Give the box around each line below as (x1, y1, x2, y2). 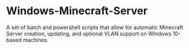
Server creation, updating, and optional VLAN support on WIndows (6, 30, 172, 37)
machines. (23, 36, 49, 43)
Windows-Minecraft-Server (6, 4, 148, 18)
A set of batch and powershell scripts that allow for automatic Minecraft (6, 24, 184, 31)
